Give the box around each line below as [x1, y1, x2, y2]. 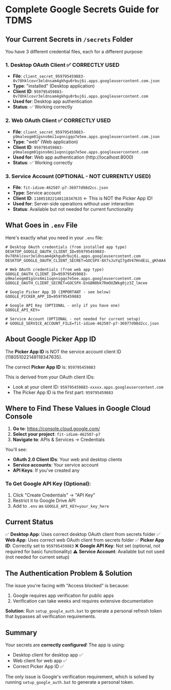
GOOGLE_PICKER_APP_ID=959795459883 [5, 294, 81, 299]
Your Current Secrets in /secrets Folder [5, 35, 133, 44]
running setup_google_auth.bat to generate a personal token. [5, 679, 134, 685]
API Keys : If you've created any [12, 467, 80, 473]
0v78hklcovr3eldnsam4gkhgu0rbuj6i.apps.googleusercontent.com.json [12, 79, 160, 84]
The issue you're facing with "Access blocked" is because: [5, 583, 130, 589]
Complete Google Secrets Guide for [5, 4, 159, 15]
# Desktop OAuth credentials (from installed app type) [5, 244, 127, 250]
